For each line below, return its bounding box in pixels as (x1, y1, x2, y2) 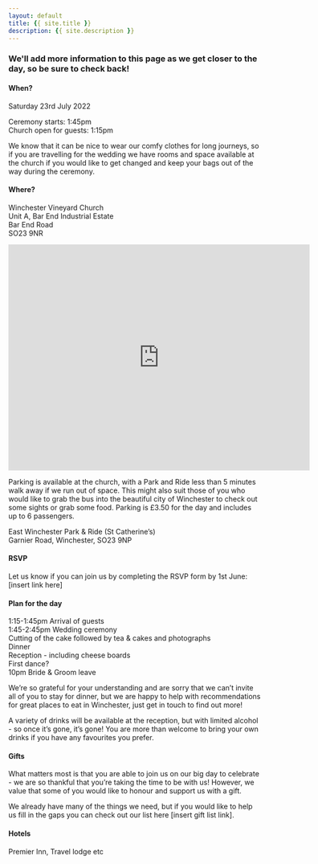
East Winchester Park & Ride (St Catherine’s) (8, 526, 156, 536)
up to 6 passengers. (8, 511, 75, 521)
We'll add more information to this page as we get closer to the (8, 53, 258, 64)
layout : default (8, 11, 63, 20)
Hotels (8, 829, 31, 838)
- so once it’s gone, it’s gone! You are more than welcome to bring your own (8, 724, 259, 734)
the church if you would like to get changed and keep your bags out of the (8, 158, 254, 167)
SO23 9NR (8, 228, 44, 238)
